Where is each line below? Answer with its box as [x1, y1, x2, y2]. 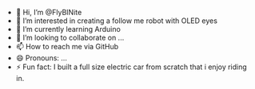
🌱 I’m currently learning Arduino [15, 25, 122, 33]
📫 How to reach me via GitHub [15, 42, 119, 51]
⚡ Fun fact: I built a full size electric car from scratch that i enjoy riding [15, 62, 248, 72]
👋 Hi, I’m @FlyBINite [15, 8, 82, 17]
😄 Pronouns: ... [15, 53, 68, 63]
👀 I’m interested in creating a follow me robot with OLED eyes [15, 16, 218, 25]
